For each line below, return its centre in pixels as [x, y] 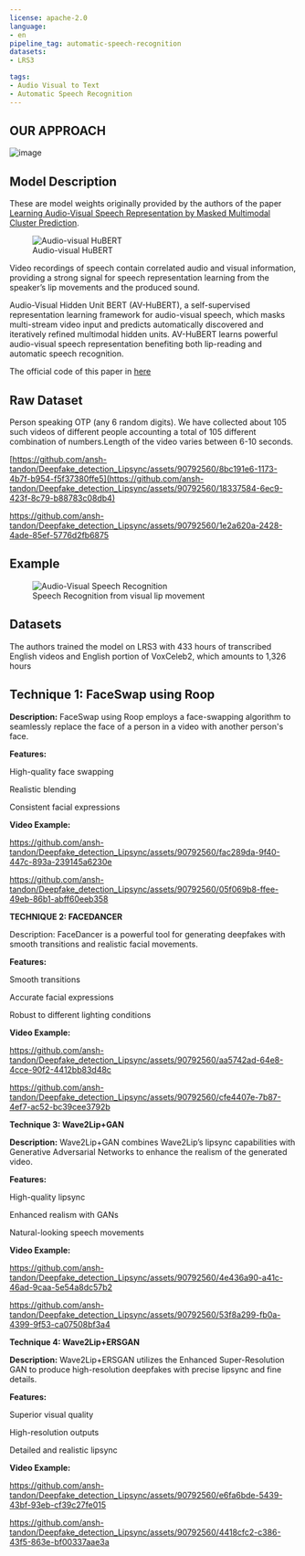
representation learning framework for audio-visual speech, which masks [147, 315]
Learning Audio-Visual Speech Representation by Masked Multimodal [140, 213]
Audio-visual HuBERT [73, 250]
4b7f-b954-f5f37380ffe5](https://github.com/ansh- [107, 479]
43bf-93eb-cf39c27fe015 [58, 1505]
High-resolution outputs [54, 1432]
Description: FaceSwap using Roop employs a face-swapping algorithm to [150, 716]
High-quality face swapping [62, 771]
